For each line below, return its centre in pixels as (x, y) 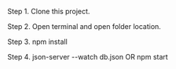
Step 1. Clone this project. (49, 11)
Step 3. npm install (37, 42)
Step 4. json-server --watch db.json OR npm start (88, 57)
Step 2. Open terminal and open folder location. (84, 26)
